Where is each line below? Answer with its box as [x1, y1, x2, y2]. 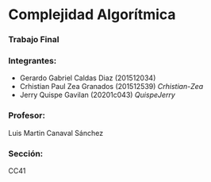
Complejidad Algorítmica [8, 6, 176, 24]
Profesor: [8, 110, 46, 121]
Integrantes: [8, 56, 57, 67]
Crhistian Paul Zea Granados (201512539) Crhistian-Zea [19, 82, 204, 91]
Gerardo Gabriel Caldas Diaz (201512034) [19, 73, 156, 83]
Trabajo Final [8, 34, 59, 45]
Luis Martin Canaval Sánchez [8, 128, 104, 137]
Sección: [8, 148, 44, 159]
